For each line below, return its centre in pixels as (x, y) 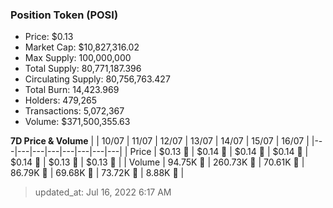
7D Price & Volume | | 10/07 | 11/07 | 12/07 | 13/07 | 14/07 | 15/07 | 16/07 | (160, 141)
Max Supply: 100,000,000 (78, 58)
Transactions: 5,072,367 (74, 111)
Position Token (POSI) (64, 15)
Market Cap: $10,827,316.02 (82, 47)
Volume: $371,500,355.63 (77, 122)
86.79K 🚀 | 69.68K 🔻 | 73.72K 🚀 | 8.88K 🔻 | (97, 173)
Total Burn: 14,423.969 (72, 90)
